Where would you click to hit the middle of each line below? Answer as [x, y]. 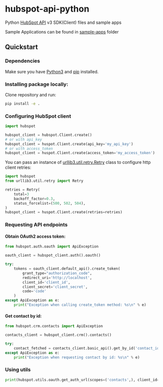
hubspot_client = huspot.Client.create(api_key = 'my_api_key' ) [69, 144]
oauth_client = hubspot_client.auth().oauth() [53, 255]
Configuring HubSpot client [38, 116]
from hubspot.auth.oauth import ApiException [52, 246]
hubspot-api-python [47, 9]
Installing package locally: [37, 84]
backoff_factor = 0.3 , [34, 199]
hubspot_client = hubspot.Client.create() [49, 135]
